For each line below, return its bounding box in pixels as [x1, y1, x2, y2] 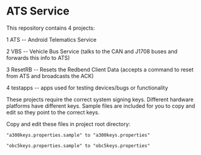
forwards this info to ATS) [6, 54, 70, 61]
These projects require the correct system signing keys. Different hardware [6, 96, 194, 103]
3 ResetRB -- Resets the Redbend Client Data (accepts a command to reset [6, 65, 194, 73]
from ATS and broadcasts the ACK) [6, 72, 94, 79]
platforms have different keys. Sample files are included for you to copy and [6, 102, 196, 110]
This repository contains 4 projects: [6, 24, 95, 31]
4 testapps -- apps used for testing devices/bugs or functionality [6, 84, 168, 91]
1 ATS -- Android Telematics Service [6, 36, 97, 43]
